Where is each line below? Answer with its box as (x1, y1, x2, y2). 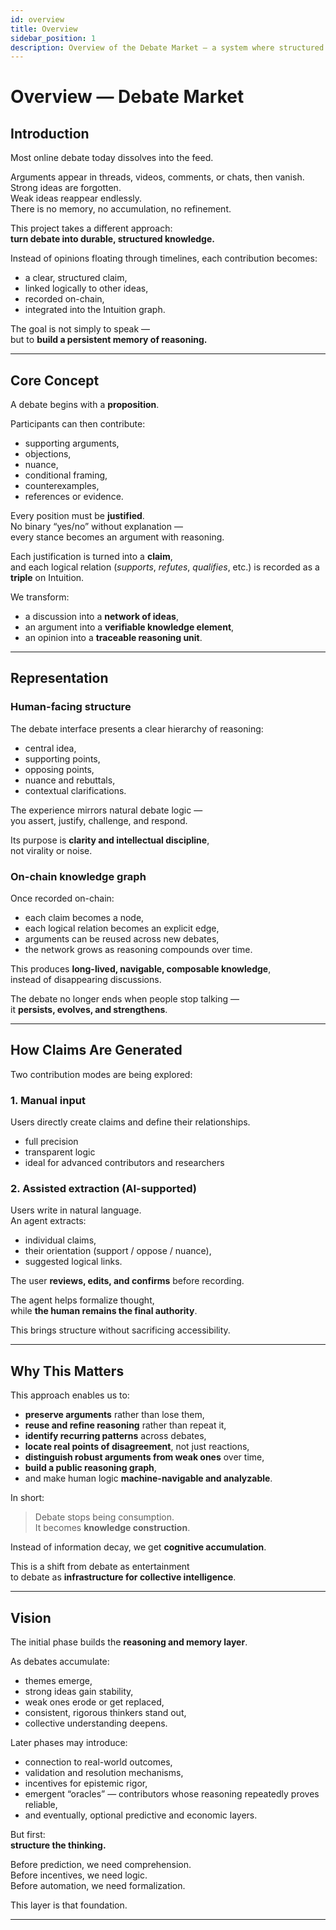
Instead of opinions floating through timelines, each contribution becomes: (10, 252, 318, 265)
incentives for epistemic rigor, (24, 1777, 148, 1790)
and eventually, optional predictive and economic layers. (24, 1809, 258, 1821)
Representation (10, 670, 109, 687)
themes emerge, (24, 1675, 93, 1687)
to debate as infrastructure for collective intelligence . (10, 1571, 237, 1583)
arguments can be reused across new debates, (24, 933, 220, 945)
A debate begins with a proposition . (10, 399, 160, 411)
